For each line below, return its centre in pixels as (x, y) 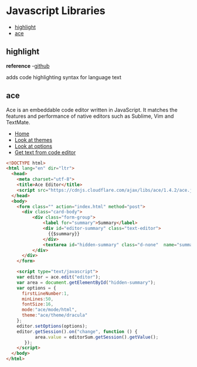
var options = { (37, 288)
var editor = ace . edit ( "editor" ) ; (59, 277)
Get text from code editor (45, 152)
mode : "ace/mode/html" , (49, 310)
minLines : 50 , (38, 299)
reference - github (28, 66)
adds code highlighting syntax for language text (64, 77)
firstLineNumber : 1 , (45, 293)
